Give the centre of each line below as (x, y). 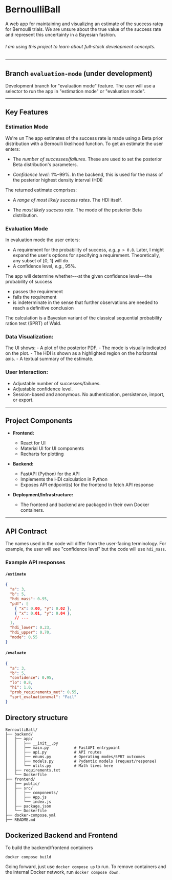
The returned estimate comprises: (41, 190)
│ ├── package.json (28, 806)
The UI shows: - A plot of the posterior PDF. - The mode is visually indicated (86, 348)
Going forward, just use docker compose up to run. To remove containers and (86, 867)
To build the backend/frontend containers (49, 848)
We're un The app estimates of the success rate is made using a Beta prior (84, 138)
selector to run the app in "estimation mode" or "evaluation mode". (76, 91)
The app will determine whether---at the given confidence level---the (79, 276)
